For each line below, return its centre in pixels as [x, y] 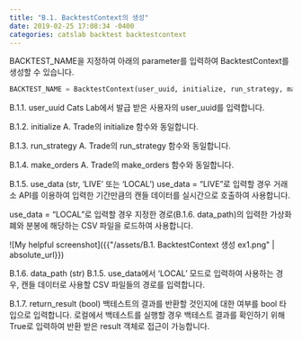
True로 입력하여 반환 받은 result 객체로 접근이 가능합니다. [110, 327]
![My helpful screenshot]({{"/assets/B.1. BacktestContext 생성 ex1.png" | [142, 245]
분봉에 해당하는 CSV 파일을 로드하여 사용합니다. [110, 226]
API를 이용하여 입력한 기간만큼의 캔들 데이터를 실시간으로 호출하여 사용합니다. [154, 195]
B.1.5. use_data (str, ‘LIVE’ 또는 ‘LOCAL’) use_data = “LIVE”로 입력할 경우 [140, 184]
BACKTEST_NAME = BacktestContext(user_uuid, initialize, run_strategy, [146, 89]
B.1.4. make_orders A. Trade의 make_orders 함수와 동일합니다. [122, 165]
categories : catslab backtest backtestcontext [98, 34]
